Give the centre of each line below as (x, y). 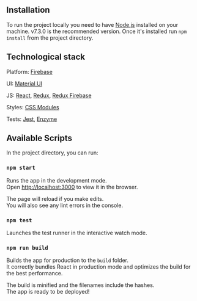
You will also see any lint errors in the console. (65, 205)
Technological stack (46, 57)
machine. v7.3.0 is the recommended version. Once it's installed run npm (97, 31)
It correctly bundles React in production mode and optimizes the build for (98, 267)
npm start (21, 168)
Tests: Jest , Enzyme (32, 119)
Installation (28, 10)
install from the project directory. (50, 38)
